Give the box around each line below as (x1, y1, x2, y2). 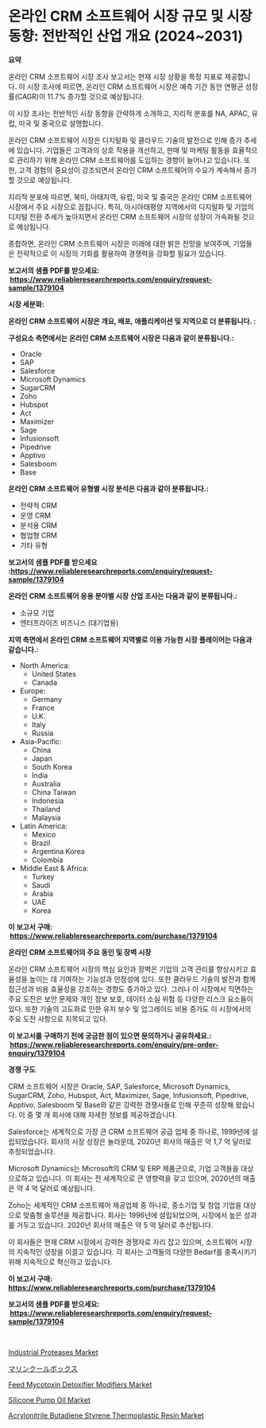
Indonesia (31, 796, 64, 805)
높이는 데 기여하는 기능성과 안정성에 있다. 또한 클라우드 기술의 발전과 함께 (29, 974, 256, 984)
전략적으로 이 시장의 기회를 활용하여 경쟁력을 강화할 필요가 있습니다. (16, 248, 226, 258)
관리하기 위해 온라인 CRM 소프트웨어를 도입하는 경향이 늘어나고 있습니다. (16, 155, 242, 165)
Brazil (31, 838, 51, 848)
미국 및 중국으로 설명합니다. (18, 118, 104, 128)
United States (31, 669, 77, 678)
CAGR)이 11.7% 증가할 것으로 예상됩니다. (17, 91, 145, 101)
